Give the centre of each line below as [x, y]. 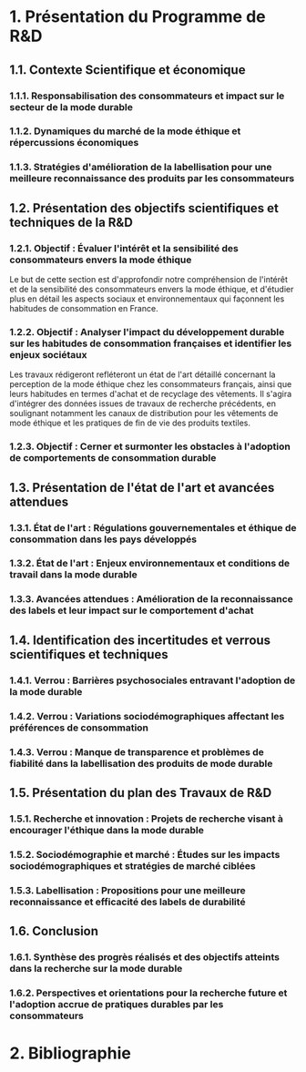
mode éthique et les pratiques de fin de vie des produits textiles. [130, 423]
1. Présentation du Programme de [138, 17]
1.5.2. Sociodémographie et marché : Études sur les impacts [145, 854]
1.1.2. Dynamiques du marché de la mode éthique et [125, 131]
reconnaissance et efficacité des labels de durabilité [127, 902]
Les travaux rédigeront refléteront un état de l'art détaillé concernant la [143, 374]
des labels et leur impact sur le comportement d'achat [132, 610]
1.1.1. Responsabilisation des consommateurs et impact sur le [147, 96]
